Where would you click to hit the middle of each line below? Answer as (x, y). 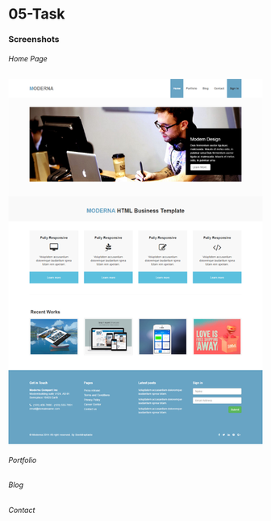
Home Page (28, 58)
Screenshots (34, 40)
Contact (22, 510)
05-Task (37, 14)
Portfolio (23, 460)
